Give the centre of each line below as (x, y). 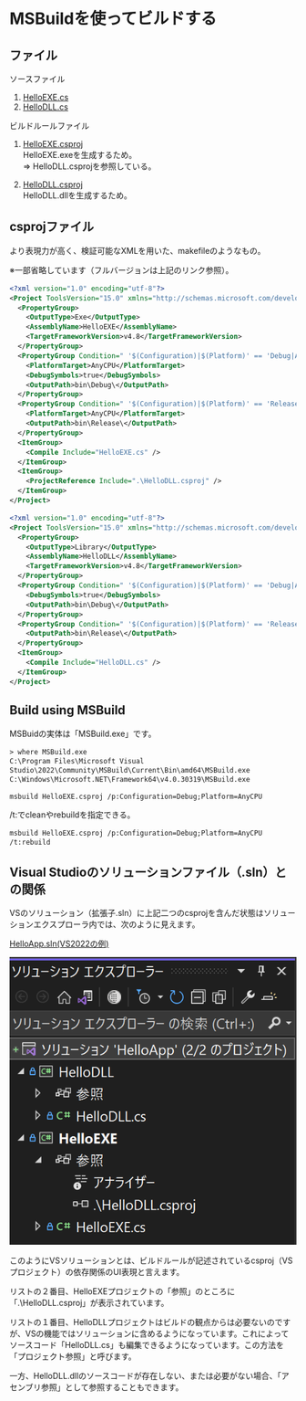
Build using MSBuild (67, 710)
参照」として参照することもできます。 (112, 1387)
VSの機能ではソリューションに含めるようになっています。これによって (157, 1333)
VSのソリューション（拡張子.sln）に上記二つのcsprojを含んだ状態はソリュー (153, 913)
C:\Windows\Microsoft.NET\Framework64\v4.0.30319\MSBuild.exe (130, 779)
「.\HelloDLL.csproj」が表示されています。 (89, 1303)
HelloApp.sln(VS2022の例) (59, 944)
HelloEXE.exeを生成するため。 (80, 155)
